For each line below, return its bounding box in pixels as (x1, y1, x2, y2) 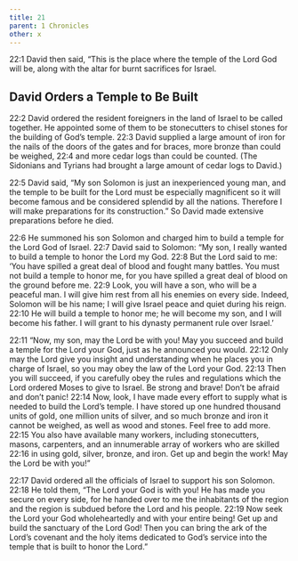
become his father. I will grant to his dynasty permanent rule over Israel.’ (9, 318, 274, 329)
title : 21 (9, 12, 46, 22)
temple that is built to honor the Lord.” (9, 541, 149, 552)
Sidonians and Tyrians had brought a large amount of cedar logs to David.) (9, 160, 283, 171)
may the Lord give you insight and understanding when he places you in (9, 354, 274, 365)
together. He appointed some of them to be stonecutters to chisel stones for (9, 122, 288, 134)
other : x (9, 29, 42, 38)
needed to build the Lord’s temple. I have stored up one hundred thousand (9, 402, 282, 412)
